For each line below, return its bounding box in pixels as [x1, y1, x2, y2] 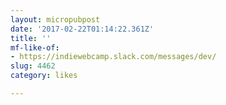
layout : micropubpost [10, 14, 101, 25]
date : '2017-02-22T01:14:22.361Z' [10, 24, 155, 34]
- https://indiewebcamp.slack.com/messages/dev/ [10, 52, 217, 62]
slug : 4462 [10, 61, 56, 71]
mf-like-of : [10, 42, 60, 53]
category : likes [10, 71, 78, 81]
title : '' [10, 33, 52, 43]
